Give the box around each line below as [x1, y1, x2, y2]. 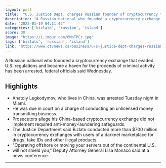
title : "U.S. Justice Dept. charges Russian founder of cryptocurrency [5, 12, 158, 17]
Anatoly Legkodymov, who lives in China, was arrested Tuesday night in [12, 95, 159, 101]
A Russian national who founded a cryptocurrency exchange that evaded [5, 57, 154, 63]
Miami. [12, 101, 26, 106]
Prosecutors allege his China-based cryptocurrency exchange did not [12, 116, 155, 122]
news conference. [12, 153, 49, 159]
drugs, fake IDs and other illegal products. [12, 137, 98, 143]
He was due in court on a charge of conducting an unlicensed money [12, 105, 153, 111]
